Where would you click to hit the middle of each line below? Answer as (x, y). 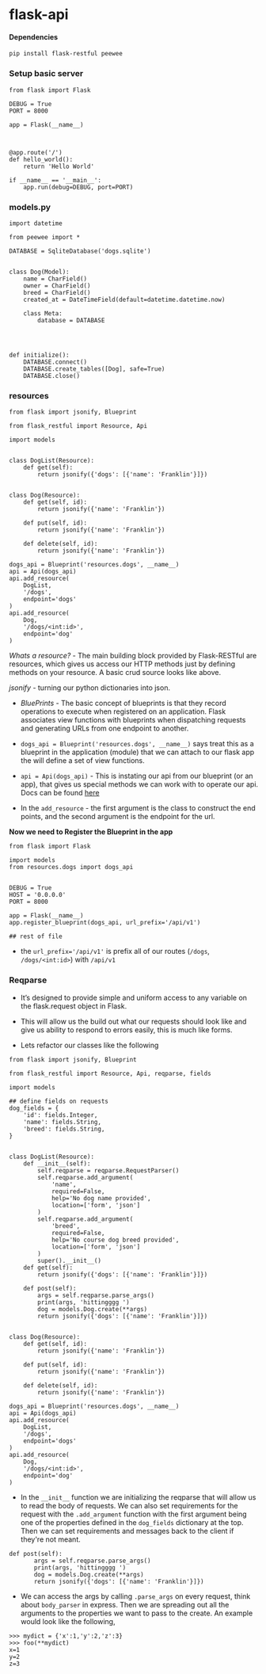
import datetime (36, 223)
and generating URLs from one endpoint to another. (104, 728)
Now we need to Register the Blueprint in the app (91, 832)
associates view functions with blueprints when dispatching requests (133, 720)
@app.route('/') (36, 152)
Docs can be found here (60, 793)
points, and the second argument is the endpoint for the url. (118, 817)
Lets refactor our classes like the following (89, 1045)
